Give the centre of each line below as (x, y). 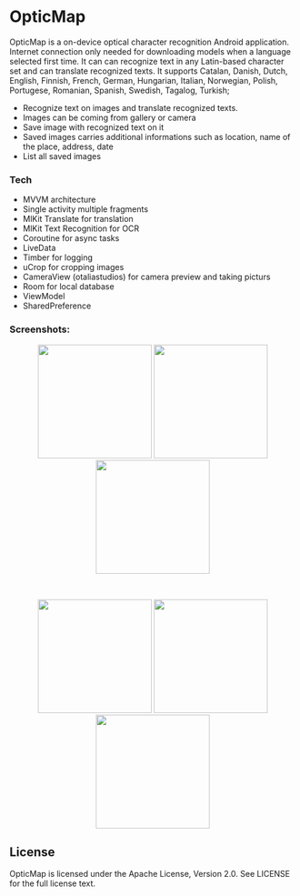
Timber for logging (58, 257)
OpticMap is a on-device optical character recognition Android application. (149, 42)
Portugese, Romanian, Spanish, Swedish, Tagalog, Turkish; (120, 90)
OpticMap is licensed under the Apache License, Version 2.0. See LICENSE (150, 874)
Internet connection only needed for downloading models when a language (150, 51)
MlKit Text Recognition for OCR (81, 228)
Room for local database (69, 287)
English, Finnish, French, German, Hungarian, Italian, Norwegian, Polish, (144, 80)
